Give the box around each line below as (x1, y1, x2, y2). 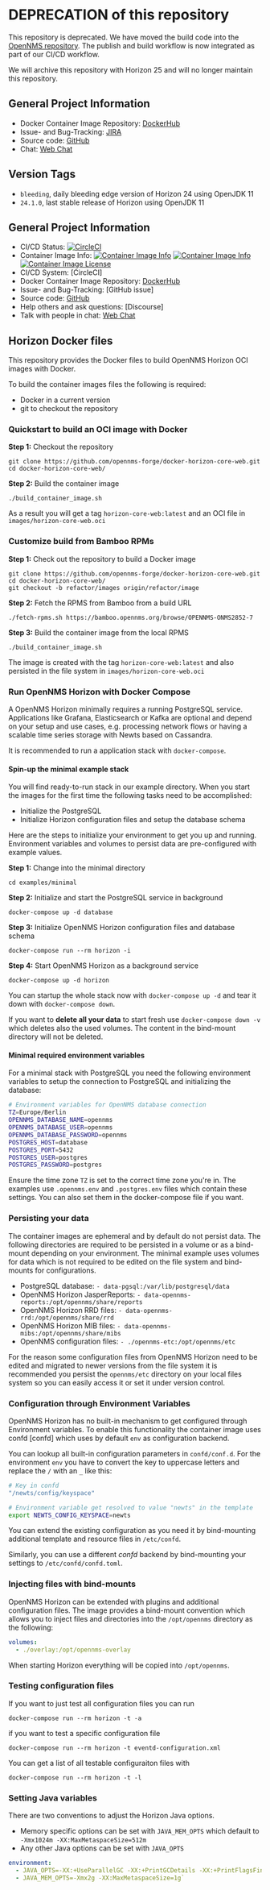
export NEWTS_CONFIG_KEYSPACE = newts (8, 1511, 131, 1519)
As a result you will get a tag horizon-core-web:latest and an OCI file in (8, 509, 246, 518)
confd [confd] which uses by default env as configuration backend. (8, 1433, 230, 1443)
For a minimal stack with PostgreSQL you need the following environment (8, 1068, 251, 1078)
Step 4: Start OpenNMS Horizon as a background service (8, 961, 199, 970)
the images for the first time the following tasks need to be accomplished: (8, 791, 252, 800)
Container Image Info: (19, 251, 92, 260)
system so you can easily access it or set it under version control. (8, 1377, 226, 1387)
